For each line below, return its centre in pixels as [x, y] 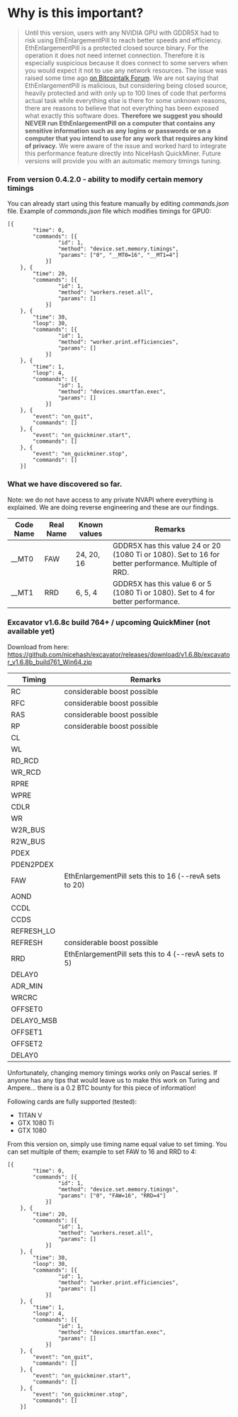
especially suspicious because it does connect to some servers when [126, 62]
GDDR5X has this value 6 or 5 [162, 583]
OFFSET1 [27, 1032]
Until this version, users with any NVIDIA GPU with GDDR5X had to [122, 33]
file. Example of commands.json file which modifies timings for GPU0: [109, 211]
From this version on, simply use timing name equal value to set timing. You [117, 1144]
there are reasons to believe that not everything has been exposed [122, 108]
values [91, 534]
